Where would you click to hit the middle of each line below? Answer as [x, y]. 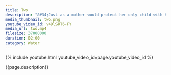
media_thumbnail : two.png [33, 19]
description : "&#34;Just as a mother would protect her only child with [84, 15]
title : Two [17, 10]
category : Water [22, 43]
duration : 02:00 [22, 39]
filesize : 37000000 [26, 33]
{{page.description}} [27, 67]
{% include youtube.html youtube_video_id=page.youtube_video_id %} [79, 57]
